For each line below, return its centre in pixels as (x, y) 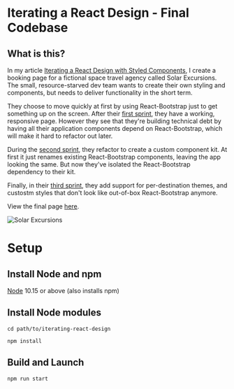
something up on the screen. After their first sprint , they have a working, (111, 114)
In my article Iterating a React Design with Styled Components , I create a (112, 70)
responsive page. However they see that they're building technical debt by (114, 121)
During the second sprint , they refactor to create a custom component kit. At (117, 149)
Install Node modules (54, 313)
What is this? (36, 54)
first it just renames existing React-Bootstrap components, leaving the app (114, 157)
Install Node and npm (54, 274)
